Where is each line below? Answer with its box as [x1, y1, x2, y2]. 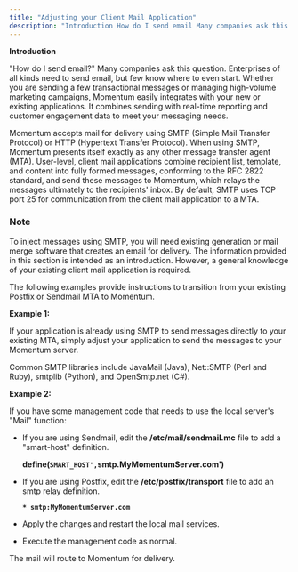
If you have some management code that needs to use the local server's [9, 406, 275, 416]
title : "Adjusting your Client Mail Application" [9, 12, 197, 22]
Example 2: [9, 388, 52, 399]
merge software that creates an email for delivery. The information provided [9, 246, 287, 256]
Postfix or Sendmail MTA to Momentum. [9, 291, 156, 302]
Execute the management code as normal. [21, 536, 178, 546]
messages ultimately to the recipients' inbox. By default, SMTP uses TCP [9, 184, 277, 195]
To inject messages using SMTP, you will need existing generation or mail [9, 236, 278, 246]
